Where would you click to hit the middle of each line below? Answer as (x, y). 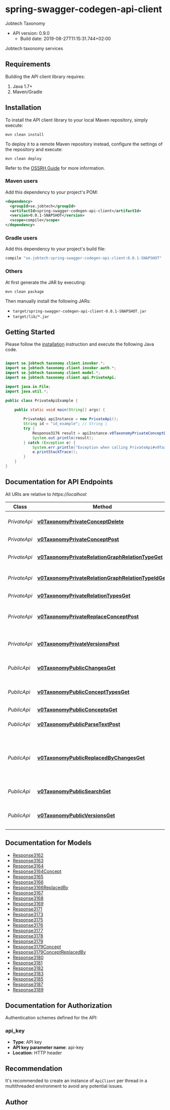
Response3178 (28, 936)
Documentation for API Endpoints (59, 482)
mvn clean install (25, 135)
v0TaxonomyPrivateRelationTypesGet (84, 595)
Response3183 (28, 973)
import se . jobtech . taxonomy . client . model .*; (53, 373)
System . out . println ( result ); (63, 438)
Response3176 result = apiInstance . (71, 433)
